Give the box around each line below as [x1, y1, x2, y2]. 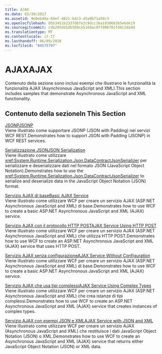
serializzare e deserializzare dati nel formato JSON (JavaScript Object [5, 163, 145, 169]
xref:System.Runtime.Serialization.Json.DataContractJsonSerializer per [5, 158, 147, 163]
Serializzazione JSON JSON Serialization [5, 147, 86, 153]
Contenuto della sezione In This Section [5, 110, 126, 118]
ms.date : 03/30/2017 [5, 12, 47, 16]
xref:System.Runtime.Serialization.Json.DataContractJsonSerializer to [5, 173, 145, 179]
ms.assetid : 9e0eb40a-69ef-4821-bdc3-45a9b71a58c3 [5, 16, 109, 21]
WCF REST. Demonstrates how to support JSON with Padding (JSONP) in [5, 133, 151, 139]
